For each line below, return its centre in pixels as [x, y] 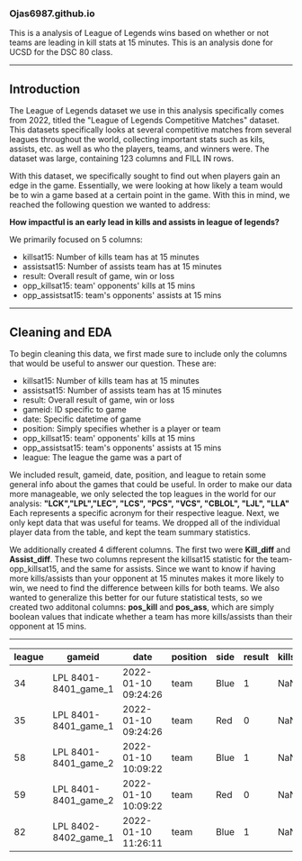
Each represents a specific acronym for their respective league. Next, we [145, 512]
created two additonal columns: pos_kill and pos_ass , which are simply [142, 607]
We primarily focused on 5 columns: [76, 240]
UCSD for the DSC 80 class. [61, 52]
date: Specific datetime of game [82, 419]
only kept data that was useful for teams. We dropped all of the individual [145, 522]
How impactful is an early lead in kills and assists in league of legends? [145, 222]
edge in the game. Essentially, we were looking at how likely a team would [146, 186]
